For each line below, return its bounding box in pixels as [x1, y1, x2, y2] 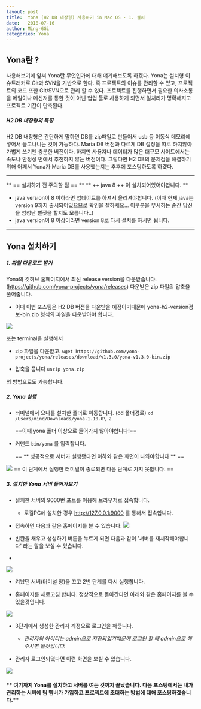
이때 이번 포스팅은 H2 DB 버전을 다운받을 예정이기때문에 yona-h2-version [14, 304, 189, 311]
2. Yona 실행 [6, 393, 37, 400]
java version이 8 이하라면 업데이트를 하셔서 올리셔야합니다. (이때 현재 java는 [14, 194, 194, 201]
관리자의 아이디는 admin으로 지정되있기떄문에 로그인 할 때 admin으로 [23, 635, 186, 642]
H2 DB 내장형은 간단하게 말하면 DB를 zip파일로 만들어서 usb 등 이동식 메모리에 [6, 133, 191, 140]
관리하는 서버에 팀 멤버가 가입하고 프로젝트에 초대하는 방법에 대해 [6, 689, 157, 696]
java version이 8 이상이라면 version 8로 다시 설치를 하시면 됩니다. [14, 217, 170, 224]
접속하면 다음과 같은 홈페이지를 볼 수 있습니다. [14, 522, 123, 530]
